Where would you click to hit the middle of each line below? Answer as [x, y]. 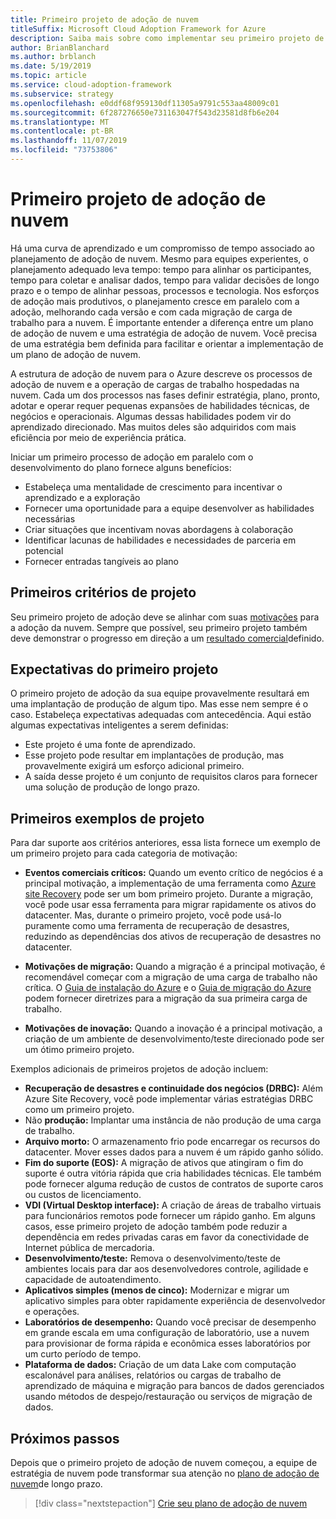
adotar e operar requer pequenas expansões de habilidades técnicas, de [160, 405]
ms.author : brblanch [53, 57]
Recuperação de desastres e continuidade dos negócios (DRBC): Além [173, 1088]
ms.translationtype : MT [60, 122]
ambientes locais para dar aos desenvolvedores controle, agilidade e [166, 1269]
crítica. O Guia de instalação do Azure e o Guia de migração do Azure [168, 988]
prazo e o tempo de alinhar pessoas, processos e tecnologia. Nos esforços [165, 290]
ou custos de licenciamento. [83, 1195]
